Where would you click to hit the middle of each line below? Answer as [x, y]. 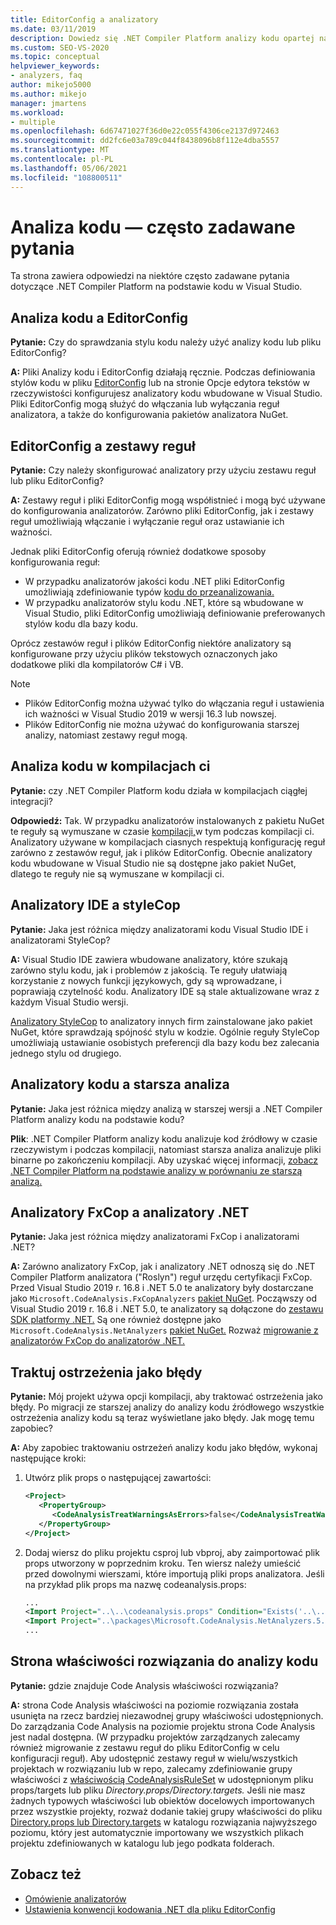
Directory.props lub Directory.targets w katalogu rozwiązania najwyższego [164, 1822]
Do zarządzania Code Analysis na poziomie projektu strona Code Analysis [163, 1726]
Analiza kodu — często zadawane [153, 227]
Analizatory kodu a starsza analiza [120, 1084]
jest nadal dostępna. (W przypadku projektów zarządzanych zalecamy [155, 1737]
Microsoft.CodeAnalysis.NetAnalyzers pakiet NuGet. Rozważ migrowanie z [164, 1330]
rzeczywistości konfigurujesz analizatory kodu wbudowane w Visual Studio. [166, 393]
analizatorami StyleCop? [60, 940]
